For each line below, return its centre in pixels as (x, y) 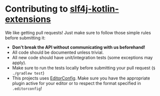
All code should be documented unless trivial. (58, 52)
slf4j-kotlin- (94, 9)
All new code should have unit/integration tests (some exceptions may (82, 57)
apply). (19, 63)
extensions (28, 19)
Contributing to (36, 9)
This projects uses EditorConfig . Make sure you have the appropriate (81, 78)
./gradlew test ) (28, 73)
